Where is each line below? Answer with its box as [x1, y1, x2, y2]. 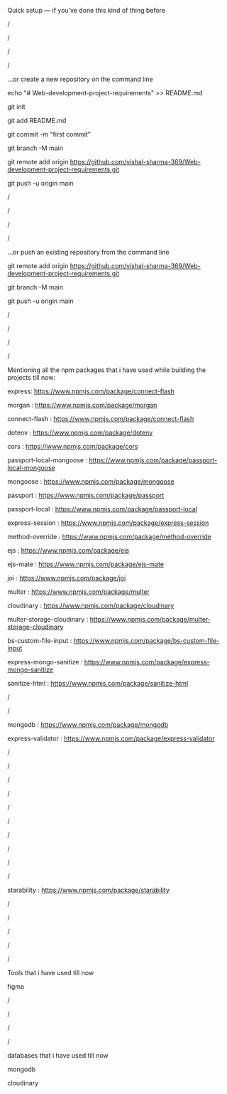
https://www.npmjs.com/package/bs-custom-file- [73, 637, 220, 644]
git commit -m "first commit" [7, 130, 91, 138]
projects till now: [7, 373, 55, 381]
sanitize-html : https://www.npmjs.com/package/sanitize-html [7, 679, 189, 687]
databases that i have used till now [7, 1051, 109, 1059]
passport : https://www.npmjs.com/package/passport [7, 491, 165, 499]
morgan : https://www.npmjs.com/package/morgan [7, 401, 157, 409]
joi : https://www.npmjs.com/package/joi [7, 574, 126, 582]
